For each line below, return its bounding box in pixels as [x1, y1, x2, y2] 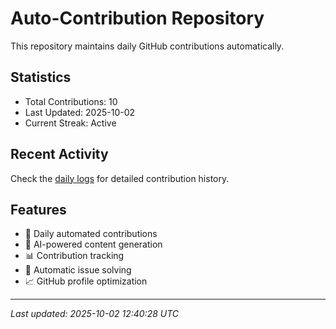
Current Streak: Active [24, 117, 117, 129]
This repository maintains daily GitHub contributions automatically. [10, 40, 285, 52]
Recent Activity [10, 146, 109, 163]
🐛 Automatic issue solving [24, 264, 132, 276]
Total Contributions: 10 [24, 95, 118, 107]
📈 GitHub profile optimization [24, 275, 148, 287]
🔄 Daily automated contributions [24, 228, 158, 240]
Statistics [10, 69, 72, 86]
